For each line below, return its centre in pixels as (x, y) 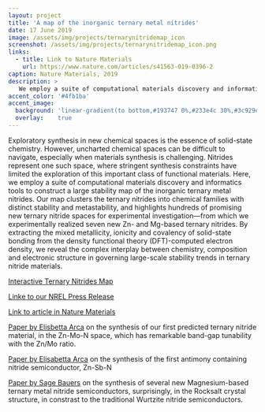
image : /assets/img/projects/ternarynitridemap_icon (97, 37)
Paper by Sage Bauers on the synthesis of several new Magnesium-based (129, 382)
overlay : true (44, 118)
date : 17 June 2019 (40, 30)
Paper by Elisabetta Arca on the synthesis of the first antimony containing (127, 358)
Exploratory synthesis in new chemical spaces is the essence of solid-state (131, 140)
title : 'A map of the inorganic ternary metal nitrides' (104, 23)
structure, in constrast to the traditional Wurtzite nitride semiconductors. (125, 399)
